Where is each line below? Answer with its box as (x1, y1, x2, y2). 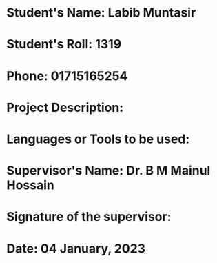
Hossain (6, 177, 54, 193)
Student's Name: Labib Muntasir (6, 5, 196, 21)
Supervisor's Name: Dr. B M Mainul (6, 163, 211, 179)
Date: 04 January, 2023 (6, 240, 146, 256)
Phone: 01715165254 (6, 68, 128, 84)
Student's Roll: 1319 (6, 37, 122, 52)
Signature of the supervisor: (6, 209, 172, 225)
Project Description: (6, 99, 124, 115)
